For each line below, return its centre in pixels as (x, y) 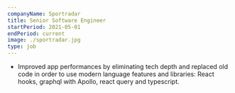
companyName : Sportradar (44, 14)
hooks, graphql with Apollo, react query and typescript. (98, 81)
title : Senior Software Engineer (57, 20)
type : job (22, 46)
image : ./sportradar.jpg (44, 40)
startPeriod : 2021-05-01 (44, 27)
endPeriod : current (36, 33)
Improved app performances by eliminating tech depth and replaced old (123, 67)
